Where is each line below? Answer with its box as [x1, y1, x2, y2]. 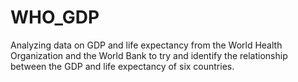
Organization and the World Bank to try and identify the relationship [10, 49, 288, 61]
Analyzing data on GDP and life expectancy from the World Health [10, 39, 283, 51]
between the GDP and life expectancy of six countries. [10, 60, 235, 72]
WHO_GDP [10, 6, 100, 29]
